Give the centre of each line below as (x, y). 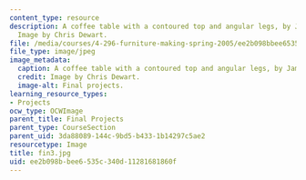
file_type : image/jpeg (52, 52)
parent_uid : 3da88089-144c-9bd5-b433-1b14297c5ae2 (107, 136)
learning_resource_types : (58, 94)
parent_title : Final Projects (67, 119)
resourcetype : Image (49, 145)
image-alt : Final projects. (71, 85)
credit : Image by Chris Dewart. (79, 77)
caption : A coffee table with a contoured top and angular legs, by (150, 69)
